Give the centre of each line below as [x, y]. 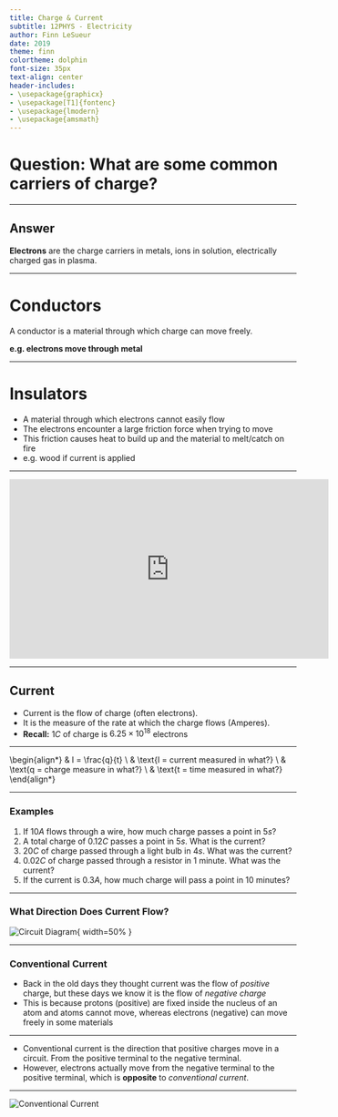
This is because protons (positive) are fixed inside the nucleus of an [150, 1003]
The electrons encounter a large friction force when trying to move [148, 428]
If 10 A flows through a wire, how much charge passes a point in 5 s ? [149, 831]
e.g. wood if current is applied [79, 457]
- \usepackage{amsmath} [55, 119]
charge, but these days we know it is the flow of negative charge [144, 993]
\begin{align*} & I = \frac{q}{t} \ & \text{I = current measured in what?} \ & [148, 760]
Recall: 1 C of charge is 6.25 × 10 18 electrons [105, 733]
